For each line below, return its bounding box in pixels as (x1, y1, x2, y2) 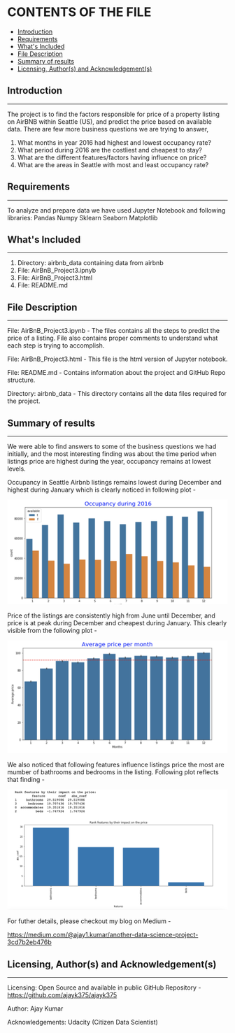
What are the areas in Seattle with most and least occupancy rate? (17, 160, 209, 169)
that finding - (7, 776, 45, 784)
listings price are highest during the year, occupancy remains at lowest (7, 457, 211, 465)
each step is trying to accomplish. (7, 341, 105, 350)
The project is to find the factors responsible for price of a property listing (7, 110, 220, 118)
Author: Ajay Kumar (7, 1004, 64, 1013)
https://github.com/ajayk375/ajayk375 (7, 991, 117, 999)
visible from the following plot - (7, 627, 97, 635)
